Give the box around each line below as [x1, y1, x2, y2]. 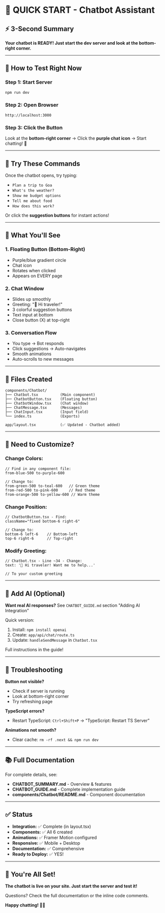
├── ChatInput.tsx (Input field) [5, 410, 89, 415]
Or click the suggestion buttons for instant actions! [5, 212, 110, 218]
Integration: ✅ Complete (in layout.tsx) [12, 823, 91, 829]
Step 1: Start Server [5, 79, 53, 86]
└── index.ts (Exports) [5, 414, 80, 419]
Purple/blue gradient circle [12, 257, 66, 263]
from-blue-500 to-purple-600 [5, 470, 65, 476]
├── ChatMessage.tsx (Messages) [5, 405, 82, 410]
